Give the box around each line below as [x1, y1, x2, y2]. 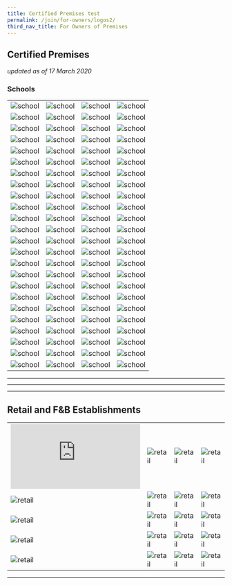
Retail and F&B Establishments [7, 404, 142, 415]
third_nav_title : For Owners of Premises [7, 23, 128, 30]
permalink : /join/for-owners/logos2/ [7, 17, 116, 24]
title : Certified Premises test [7, 10, 100, 17]
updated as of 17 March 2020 [7, 67, 92, 75]
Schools [7, 84, 36, 94]
